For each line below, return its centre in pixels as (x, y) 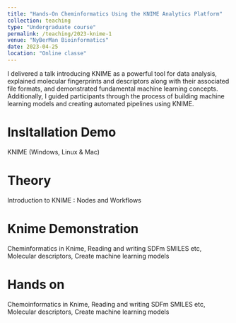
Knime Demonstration (73, 228)
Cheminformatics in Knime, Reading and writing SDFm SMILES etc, (105, 248)
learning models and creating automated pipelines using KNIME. (101, 103)
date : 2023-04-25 (33, 47)
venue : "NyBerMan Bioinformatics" (58, 40)
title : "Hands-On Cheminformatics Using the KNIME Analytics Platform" (115, 14)
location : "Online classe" (47, 54)
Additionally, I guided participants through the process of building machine (116, 96)
